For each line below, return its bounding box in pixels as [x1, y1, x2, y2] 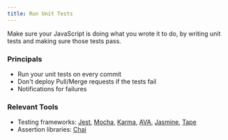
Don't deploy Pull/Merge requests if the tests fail [17, 77, 157, 86]
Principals [7, 54, 43, 63]
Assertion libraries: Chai [17, 125, 87, 134]
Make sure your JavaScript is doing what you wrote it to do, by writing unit [7, 29, 221, 38]
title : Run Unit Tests [7, 10, 73, 17]
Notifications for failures [17, 84, 87, 93]
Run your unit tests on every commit [17, 70, 122, 78]
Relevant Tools [7, 102, 59, 111]
